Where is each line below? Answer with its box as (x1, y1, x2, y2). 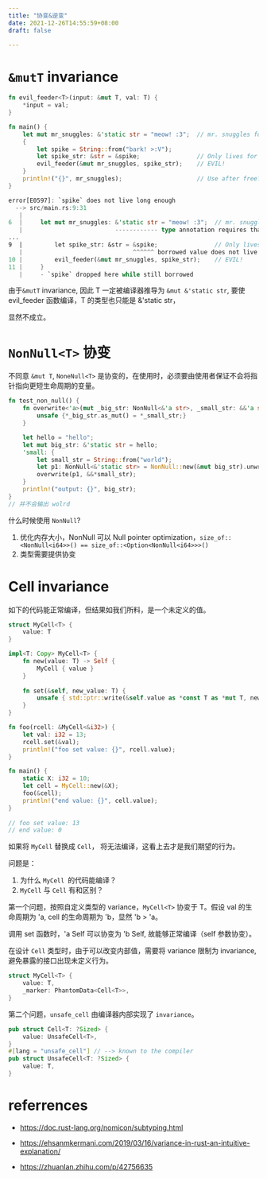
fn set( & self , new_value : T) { (22, 687, 126, 695)
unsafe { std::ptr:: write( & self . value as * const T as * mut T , (37, 694, 247, 702)
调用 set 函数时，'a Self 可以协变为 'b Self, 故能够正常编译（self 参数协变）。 (8, 929, 257, 939)
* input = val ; (22, 101, 69, 110)
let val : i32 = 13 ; (22, 731, 87, 739)
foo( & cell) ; (22, 789, 62, 797)
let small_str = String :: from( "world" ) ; (37, 456, 172, 463)
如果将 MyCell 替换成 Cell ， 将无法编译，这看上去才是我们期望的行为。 (8, 842, 240, 851)
